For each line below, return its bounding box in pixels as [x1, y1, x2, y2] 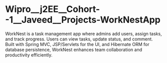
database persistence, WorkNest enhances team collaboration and [5, 46, 143, 52]
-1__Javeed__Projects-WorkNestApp [5, 14, 161, 25]
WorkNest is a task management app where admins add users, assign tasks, [5, 30, 162, 36]
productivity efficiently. [5, 51, 53, 58]
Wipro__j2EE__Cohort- [5, 3, 100, 15]
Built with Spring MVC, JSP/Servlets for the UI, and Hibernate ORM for [5, 41, 150, 47]
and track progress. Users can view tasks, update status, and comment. [5, 36, 153, 42]
